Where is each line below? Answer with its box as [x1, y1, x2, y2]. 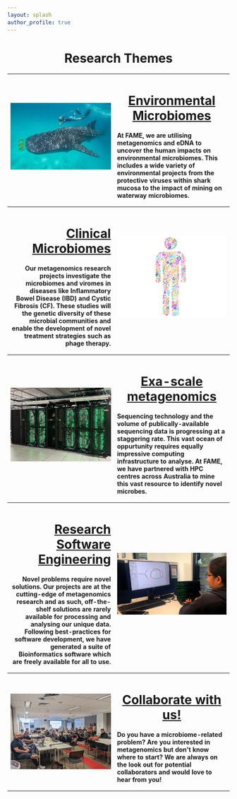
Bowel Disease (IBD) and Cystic [16, 294, 111, 302]
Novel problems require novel [22, 574, 111, 583]
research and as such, [16, 597, 83, 605]
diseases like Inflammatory [29, 286, 111, 295]
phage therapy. [65, 339, 111, 348]
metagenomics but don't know [116, 745, 209, 754]
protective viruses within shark [116, 176, 212, 184]
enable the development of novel [11, 324, 111, 332]
